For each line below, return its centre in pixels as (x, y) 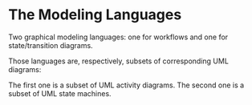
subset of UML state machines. (60, 93)
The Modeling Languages (95, 15)
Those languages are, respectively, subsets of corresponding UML (118, 61)
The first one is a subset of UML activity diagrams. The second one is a (126, 85)
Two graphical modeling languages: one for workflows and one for (118, 37)
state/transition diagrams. (51, 45)
